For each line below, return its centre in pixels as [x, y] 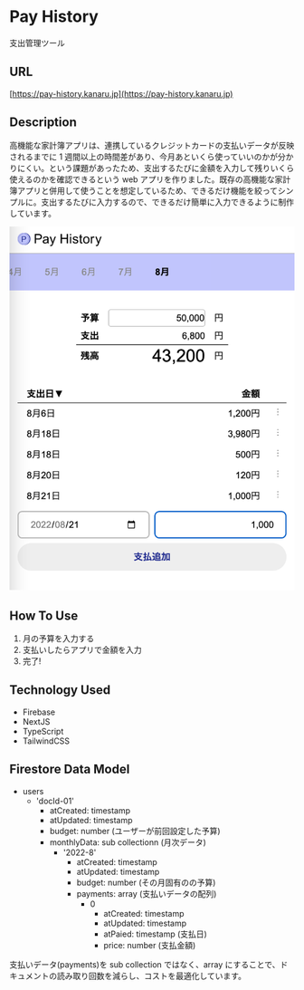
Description [43, 123]
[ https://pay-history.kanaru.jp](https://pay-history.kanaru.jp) [121, 93]
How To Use [44, 615]
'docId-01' [55, 801]
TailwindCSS [46, 741]
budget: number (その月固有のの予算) [146, 882]
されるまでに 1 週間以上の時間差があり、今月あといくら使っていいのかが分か [152, 157]
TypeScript [43, 731]
